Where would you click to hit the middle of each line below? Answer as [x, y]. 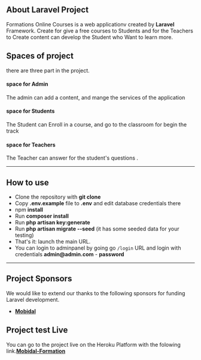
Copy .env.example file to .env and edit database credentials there [98, 203]
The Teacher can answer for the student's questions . [72, 158]
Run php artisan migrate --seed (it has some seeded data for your [97, 229]
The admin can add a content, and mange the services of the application [96, 97]
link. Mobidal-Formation [36, 351]
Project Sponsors [39, 279]
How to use [28, 182]
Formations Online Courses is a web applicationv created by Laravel [90, 24]
